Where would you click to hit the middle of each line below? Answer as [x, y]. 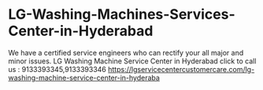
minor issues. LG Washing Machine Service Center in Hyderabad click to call [132, 61]
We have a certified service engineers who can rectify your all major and [126, 52]
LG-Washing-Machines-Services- [122, 14]
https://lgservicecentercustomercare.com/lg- [181, 69]
